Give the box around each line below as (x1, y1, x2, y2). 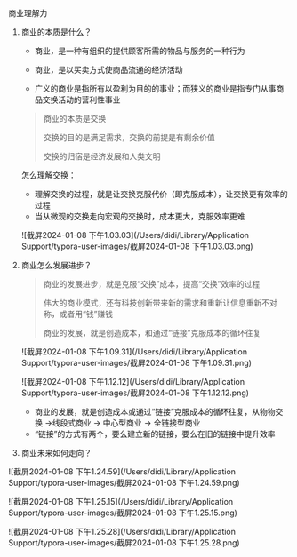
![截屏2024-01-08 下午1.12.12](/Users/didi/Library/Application (20, 377, 245, 386)
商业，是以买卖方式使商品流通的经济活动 (34, 65, 183, 75)
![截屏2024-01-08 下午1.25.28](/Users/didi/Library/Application (8, 527, 237, 537)
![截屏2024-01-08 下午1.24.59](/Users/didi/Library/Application (8, 466, 237, 477)
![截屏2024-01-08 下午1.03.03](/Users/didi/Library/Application (20, 230, 250, 240)
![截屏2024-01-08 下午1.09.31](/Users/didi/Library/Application (20, 346, 248, 357)
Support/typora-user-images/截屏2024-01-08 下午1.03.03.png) (20, 241, 254, 251)
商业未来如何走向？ (20, 448, 92, 458)
